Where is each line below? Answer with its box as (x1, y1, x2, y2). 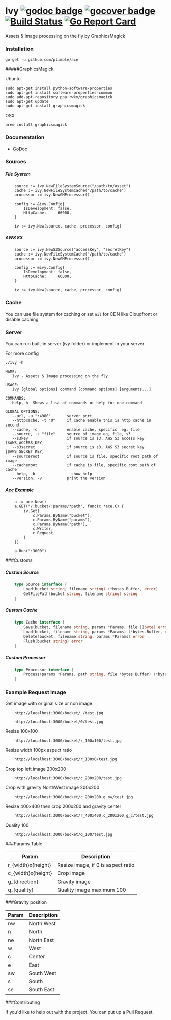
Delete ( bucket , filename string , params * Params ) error (23, 634, 145, 639)
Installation (5, 45, 34, 52)
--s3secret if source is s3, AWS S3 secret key (12, 444, 145, 450)
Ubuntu (5, 76, 21, 82)
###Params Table (5, 840, 43, 847)
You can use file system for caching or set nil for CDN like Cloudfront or (5, 310, 158, 317)
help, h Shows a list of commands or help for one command (12, 400, 142, 405)
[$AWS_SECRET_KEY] (5, 449, 44, 454)
